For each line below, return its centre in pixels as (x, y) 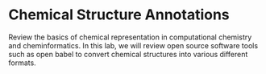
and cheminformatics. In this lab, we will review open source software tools (133, 45)
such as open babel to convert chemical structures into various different (128, 54)
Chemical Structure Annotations (119, 15)
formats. (22, 63)
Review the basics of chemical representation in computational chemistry (130, 37)
